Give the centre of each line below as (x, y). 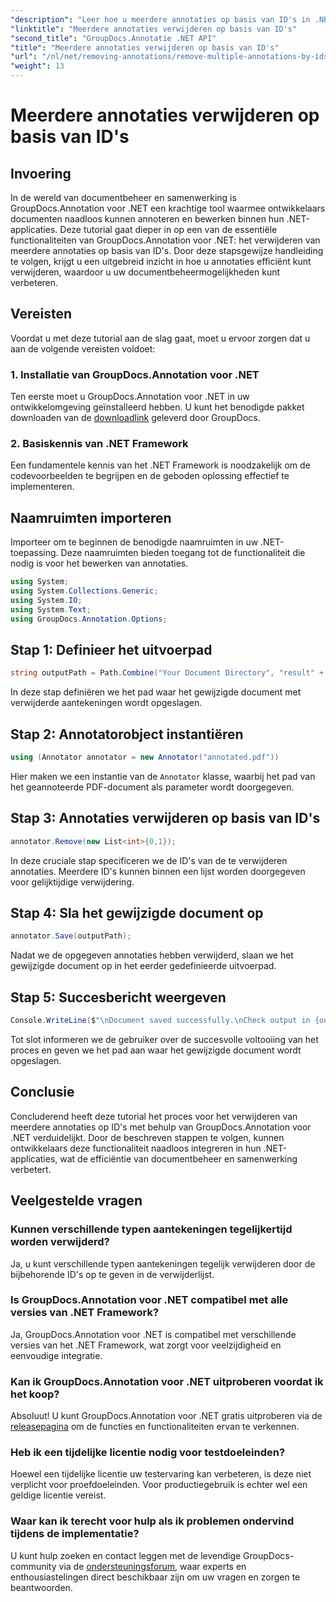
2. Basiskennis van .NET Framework (99, 444)
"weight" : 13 (37, 66)
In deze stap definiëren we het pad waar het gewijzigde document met (156, 692)
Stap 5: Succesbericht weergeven (118, 997)
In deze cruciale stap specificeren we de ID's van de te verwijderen (149, 860)
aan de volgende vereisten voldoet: (83, 348)
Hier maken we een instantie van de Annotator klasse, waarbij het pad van (163, 776)
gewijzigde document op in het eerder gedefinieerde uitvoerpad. (143, 966)
